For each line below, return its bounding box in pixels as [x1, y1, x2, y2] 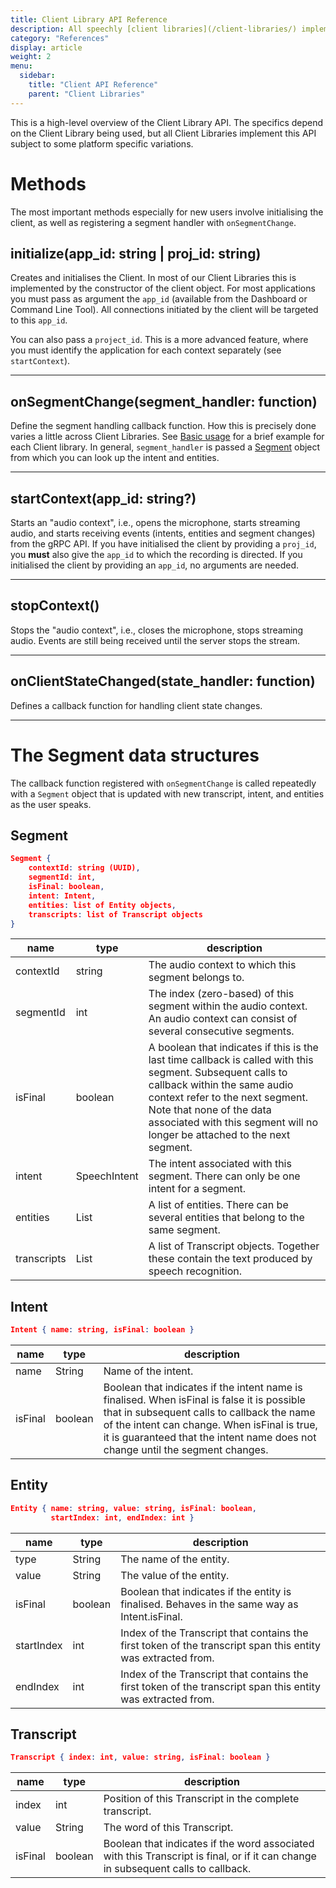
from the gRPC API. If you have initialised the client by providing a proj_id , [10, 538, 317, 550]
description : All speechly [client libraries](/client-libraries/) [10, 24, 298, 34]
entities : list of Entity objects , [28, 900, 177, 910]
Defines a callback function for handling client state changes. [10, 699, 263, 711]
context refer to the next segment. [148, 1091, 309, 1105]
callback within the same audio [148, 1078, 294, 1092]
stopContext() [10, 597, 100, 615]
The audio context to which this [148, 958, 297, 972]
